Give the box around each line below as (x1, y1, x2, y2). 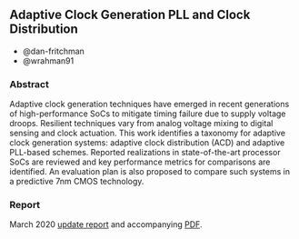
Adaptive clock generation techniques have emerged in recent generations (9, 99, 290, 110)
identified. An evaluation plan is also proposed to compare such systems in (9, 166, 291, 177)
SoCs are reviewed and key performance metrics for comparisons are (9, 156, 271, 167)
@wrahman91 (22, 55, 75, 66)
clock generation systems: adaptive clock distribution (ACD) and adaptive (9, 137, 285, 148)
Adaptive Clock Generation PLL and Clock (9, 7, 251, 23)
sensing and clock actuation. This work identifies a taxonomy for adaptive (9, 127, 286, 139)
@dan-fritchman (22, 45, 85, 56)
